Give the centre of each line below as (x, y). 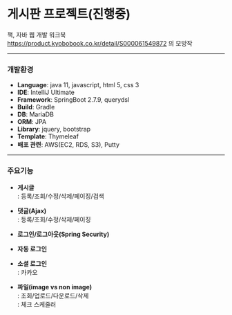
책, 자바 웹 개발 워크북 (37, 35)
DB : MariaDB (35, 114)
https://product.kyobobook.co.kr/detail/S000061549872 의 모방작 (100, 43)
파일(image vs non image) (55, 287)
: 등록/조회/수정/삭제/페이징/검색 (61, 196)
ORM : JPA (32, 122)
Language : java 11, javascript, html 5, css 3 (78, 85)
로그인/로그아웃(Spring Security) (63, 234)
